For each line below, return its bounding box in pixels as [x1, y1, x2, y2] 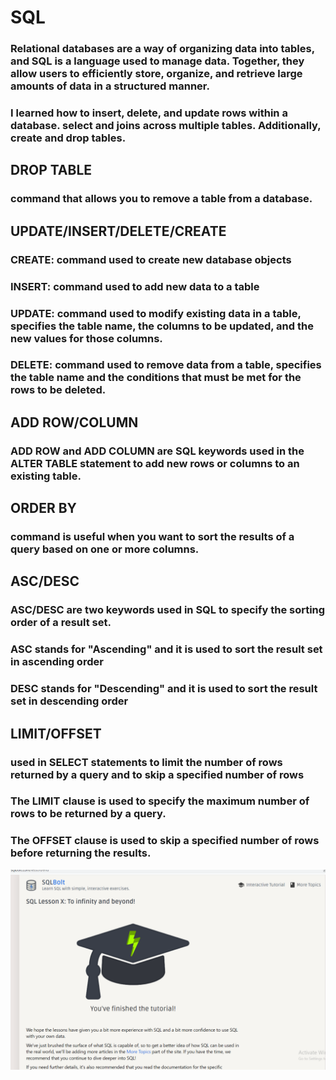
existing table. [10, 469, 82, 483]
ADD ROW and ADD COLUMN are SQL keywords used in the [10, 444, 305, 458]
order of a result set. [10, 616, 112, 630]
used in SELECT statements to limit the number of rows [10, 755, 283, 769]
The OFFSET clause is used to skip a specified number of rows [10, 834, 320, 848]
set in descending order [10, 694, 129, 708]
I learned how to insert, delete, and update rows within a [10, 106, 288, 120]
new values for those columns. [10, 331, 163, 345]
